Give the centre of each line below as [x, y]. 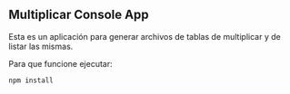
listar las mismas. [41, 46]
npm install [31, 80]
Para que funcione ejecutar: [60, 63]
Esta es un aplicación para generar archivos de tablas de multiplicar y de [145, 36]
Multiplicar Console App [79, 15]
